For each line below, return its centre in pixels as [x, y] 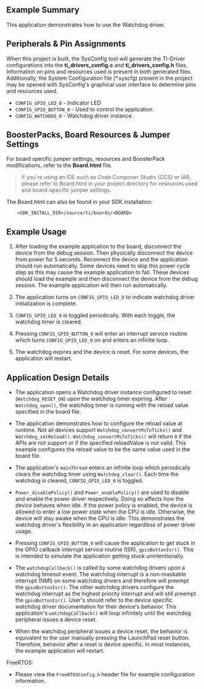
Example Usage [37, 232]
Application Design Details [58, 377]
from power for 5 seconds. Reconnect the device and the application [101, 260]
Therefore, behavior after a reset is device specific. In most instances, [103, 645]
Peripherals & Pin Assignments [66, 44]
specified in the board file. [48, 412]
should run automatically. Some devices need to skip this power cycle [103, 266]
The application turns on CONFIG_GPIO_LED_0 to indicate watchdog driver [105, 297]
